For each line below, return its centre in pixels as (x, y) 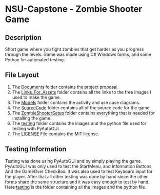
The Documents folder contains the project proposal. (65, 87)
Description (23, 37)
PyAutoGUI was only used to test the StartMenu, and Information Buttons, (79, 166)
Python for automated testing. (35, 60)
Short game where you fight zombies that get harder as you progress (74, 49)
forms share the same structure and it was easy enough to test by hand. (77, 182)
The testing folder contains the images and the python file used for (79, 123)
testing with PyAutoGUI (35, 128)
